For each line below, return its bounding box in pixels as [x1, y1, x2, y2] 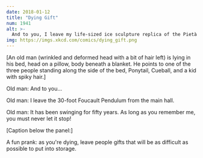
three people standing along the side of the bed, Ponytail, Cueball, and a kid [6, 67, 196, 74]
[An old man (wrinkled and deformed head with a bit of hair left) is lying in [6, 54, 191, 61]
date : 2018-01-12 [6, 9, 50, 15]
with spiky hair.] [6, 74, 46, 80]
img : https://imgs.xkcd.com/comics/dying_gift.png [6, 37, 137, 43]
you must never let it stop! [6, 115, 72, 122]
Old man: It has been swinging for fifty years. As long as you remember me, [6, 109, 196, 115]
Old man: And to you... [6, 85, 63, 92]
